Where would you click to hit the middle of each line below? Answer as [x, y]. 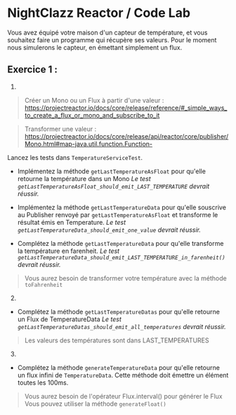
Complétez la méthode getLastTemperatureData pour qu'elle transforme [120, 243]
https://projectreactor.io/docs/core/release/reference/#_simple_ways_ [126, 108]
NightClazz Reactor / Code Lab [99, 13]
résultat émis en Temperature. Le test [72, 222]
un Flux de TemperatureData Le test [69, 319]
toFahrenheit [44, 285]
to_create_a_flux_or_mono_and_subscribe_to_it [92, 115]
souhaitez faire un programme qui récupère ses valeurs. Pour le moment [112, 39]
